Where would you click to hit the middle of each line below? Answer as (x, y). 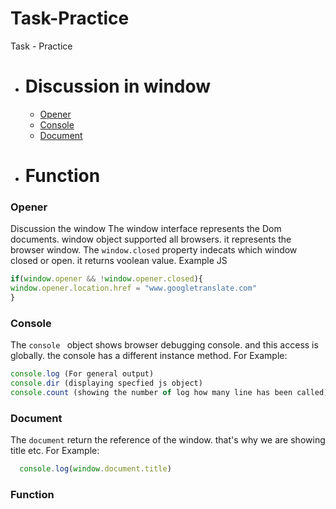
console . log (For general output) (82, 374)
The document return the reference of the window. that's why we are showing (168, 440)
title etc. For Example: (55, 451)
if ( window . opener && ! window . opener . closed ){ (106, 279)
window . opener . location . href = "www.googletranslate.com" (133, 288)
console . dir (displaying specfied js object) (106, 383)
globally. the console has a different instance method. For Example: (149, 356)
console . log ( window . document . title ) (95, 469)
